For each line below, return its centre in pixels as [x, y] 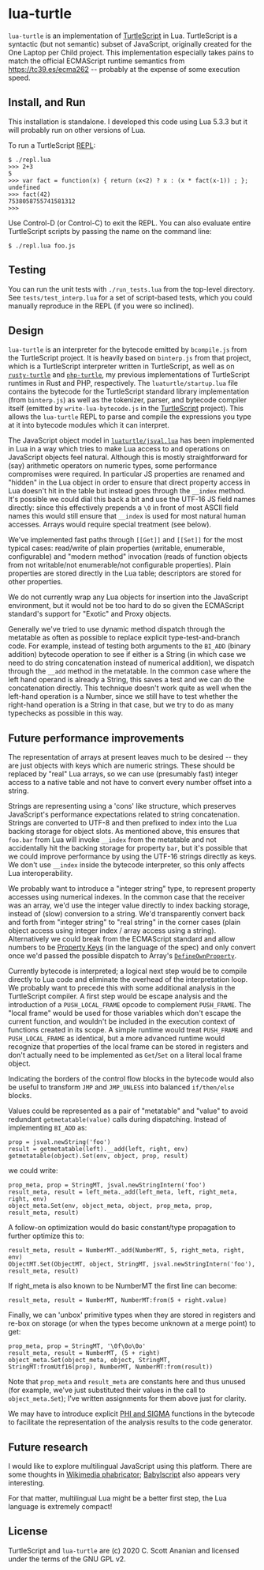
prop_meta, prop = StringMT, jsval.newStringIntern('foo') [107, 1185]
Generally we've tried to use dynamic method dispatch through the [117, 629]
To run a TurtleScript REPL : [52, 145]
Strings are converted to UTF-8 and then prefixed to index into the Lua [123, 823]
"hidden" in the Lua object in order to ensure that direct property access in [129, 482]
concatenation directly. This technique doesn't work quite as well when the [130, 688]
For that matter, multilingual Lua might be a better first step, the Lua [117, 1498]
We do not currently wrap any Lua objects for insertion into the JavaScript [128, 597]
